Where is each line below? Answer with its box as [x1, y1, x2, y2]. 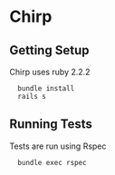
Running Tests [9, 116, 92, 132]
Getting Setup [9, 43, 90, 58]
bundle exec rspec [17, 158, 88, 167]
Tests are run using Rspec [9, 141, 107, 151]
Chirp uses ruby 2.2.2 [9, 66, 91, 77]
